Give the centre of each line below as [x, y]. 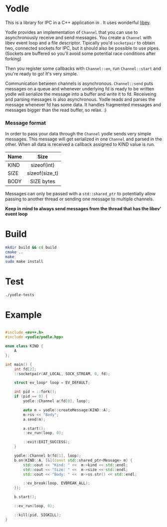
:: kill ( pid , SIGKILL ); [38, 515]
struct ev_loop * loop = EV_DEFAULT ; [52, 383]
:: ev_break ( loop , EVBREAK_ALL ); [57, 483]
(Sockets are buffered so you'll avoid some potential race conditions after [81, 53]
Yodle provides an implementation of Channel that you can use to [72, 32]
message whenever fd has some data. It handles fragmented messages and [83, 104]
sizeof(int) [43, 165]
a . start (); [34, 428]
